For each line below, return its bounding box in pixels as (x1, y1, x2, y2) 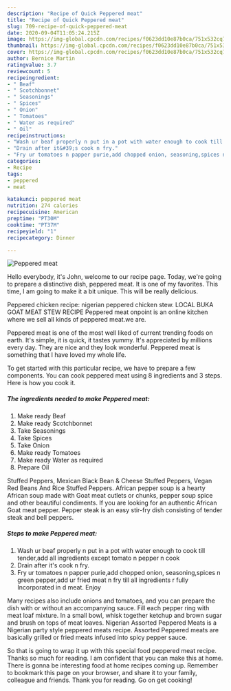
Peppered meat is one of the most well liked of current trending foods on (7, 329, 213, 337)
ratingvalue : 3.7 (7, 61, 57, 68)
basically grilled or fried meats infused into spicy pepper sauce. (7, 633, 188, 642)
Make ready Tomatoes (16, 449, 81, 457)
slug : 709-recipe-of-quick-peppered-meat (7, 23, 128, 30)
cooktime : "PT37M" (7, 222, 60, 228)
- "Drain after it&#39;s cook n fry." (7, 145, 118, 152)
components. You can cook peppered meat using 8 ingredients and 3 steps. (7, 371, 222, 380)
